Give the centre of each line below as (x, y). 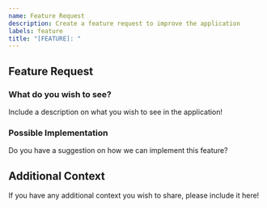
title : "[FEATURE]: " (45, 38)
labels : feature (36, 31)
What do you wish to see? (60, 94)
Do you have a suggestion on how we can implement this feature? (118, 151)
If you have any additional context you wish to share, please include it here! (134, 196)
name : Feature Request (47, 16)
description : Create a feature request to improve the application (125, 23)
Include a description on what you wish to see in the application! (116, 112)
